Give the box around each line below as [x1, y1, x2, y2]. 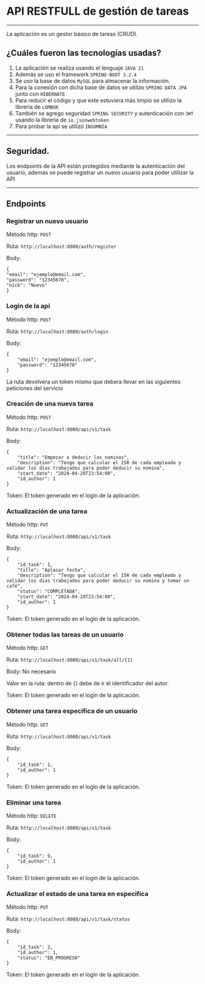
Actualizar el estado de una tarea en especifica [6, 889, 149, 898]
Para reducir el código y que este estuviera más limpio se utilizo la [15, 97, 182, 104]
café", [6, 583, 23, 589]
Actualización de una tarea [6, 507, 87, 516]
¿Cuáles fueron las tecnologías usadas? [6, 48, 162, 59]
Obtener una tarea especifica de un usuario [6, 707, 138, 715]
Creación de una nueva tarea [6, 399, 93, 408]
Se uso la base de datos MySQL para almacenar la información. [15, 77, 171, 84]
